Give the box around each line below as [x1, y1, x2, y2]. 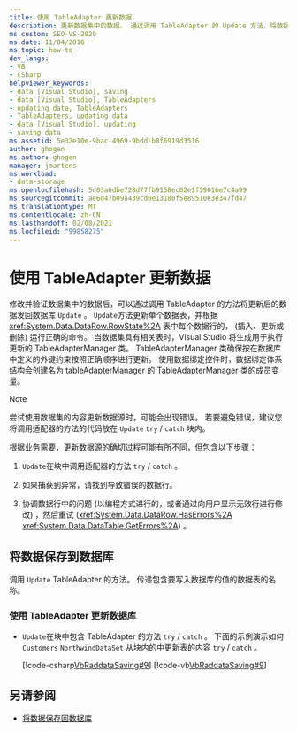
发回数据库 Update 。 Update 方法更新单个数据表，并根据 [16, 310, 218, 320]
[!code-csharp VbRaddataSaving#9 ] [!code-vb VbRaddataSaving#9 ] [21, 660, 267, 671]
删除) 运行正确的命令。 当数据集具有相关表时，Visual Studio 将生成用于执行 [9, 332, 284, 343]
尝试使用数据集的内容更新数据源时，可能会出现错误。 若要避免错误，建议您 [9, 412, 283, 423]
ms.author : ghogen [9, 152, 77, 162]
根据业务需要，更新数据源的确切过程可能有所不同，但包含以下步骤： [9, 442, 257, 452]
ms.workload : [9, 169, 57, 178]
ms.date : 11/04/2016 [9, 37, 86, 47]
